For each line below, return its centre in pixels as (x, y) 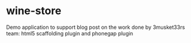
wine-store (34, 11)
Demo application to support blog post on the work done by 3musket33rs (96, 27)
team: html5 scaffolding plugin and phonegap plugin (70, 33)
